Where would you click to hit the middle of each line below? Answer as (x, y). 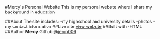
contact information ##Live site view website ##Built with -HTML (77, 26)
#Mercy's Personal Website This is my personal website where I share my (79, 7)
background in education (30, 12)
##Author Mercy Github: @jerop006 (41, 32)
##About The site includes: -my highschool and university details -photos (79, 21)
